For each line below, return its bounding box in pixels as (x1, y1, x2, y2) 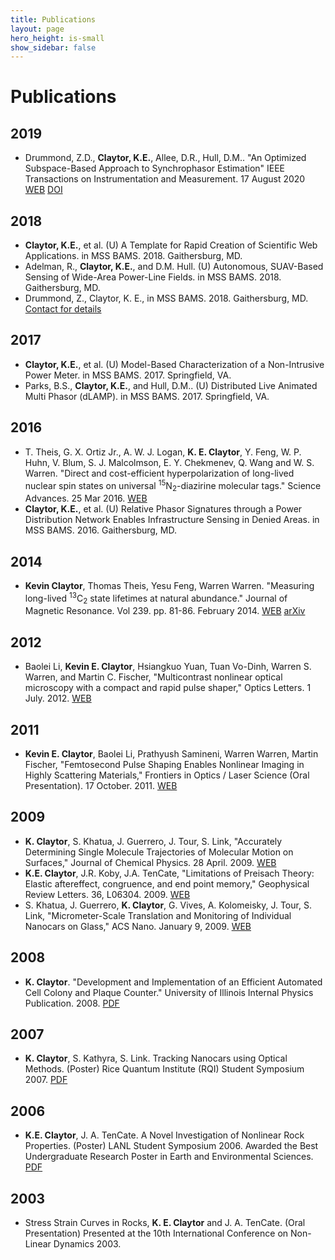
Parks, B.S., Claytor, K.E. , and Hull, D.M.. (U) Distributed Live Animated (24, 379, 318, 391)
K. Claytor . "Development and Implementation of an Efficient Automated (24, 976, 323, 988)
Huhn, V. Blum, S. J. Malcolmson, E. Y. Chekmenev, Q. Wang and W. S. (24, 456, 315, 468)
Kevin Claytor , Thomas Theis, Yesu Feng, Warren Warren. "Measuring (24, 579, 315, 591)
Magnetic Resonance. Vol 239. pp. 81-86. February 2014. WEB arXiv (24, 605, 306, 617)
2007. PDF (24, 1074, 68, 1086)
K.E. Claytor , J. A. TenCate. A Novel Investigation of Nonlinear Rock (24, 1129, 305, 1141)
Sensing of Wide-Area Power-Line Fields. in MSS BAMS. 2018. (24, 271, 282, 283)
